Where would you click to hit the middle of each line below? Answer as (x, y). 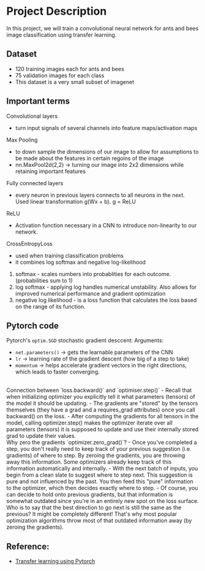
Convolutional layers (32, 116)
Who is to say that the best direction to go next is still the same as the (94, 508)
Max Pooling (22, 140)
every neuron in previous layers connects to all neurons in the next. (100, 195)
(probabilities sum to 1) (44, 280)
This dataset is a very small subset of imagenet (75, 82)
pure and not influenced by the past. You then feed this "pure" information (100, 481)
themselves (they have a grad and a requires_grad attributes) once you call (101, 410)
